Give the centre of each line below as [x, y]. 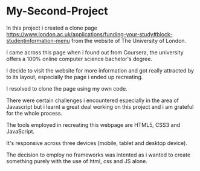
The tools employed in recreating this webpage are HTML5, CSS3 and [93, 124]
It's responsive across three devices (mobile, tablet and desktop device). [97, 143]
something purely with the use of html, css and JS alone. [77, 161]
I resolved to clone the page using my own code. [67, 88]
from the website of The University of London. [129, 40]
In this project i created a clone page [52, 28]
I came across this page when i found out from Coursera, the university [95, 52]
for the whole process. [34, 113]
